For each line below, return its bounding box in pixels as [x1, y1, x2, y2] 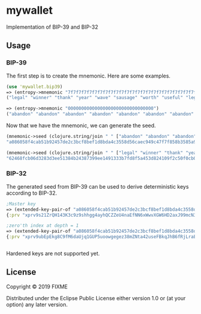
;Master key [6, 201, 36, 207]
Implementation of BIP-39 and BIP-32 [6, 23, 99, 30]
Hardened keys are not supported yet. [6, 250, 100, 257]
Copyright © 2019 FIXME [6, 283, 68, 290]
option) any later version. [6, 301, 68, 308]
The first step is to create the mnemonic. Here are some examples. [6, 72, 170, 79]
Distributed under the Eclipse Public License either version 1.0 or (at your [6, 294, 186, 301]
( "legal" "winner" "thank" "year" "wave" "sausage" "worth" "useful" [6, 95, 184, 101]
